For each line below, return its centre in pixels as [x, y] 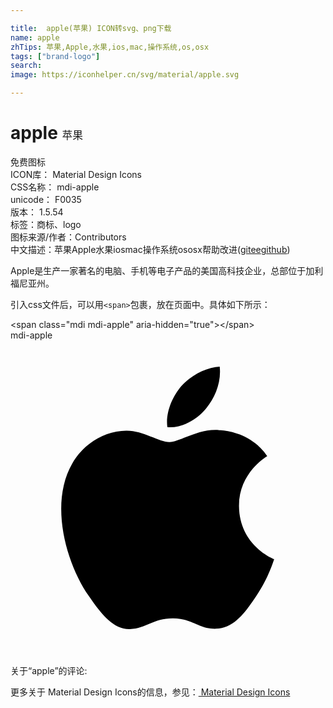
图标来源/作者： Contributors [68, 237]
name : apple [35, 37]
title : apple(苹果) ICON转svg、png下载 [91, 28]
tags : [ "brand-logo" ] [55, 56]
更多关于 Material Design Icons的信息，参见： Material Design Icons [150, 692]
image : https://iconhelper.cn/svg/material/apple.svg [125, 75]
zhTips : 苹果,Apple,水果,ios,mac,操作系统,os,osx [110, 47]
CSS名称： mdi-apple [55, 187]
